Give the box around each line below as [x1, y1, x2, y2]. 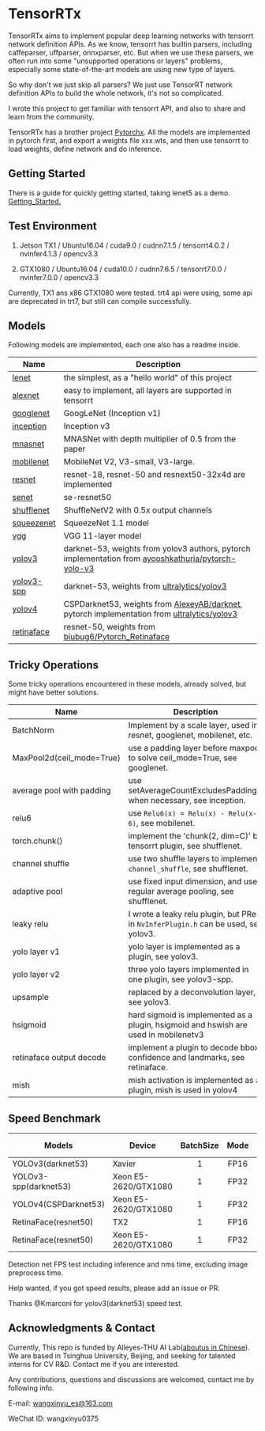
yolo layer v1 [12, 946, 61, 957]
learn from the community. [8, 112, 95, 121]
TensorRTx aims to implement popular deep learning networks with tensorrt [8, 31, 254, 40]
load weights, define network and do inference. [8, 144, 162, 153]
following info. [8, 1383, 54, 1392]
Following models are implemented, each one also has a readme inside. [8, 340, 241, 350]
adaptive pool [12, 886, 63, 897]
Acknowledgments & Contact [8, 1322, 155, 1335]
